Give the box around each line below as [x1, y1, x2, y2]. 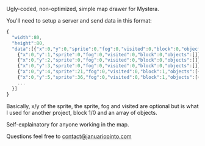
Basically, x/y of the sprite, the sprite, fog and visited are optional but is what [6, 102, 200, 109]
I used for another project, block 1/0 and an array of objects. [6, 109, 157, 116]
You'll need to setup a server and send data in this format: [6, 17, 153, 24]
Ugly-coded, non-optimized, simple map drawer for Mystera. [6, 5, 160, 12]
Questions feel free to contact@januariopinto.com [6, 133, 132, 140]
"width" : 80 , [12, 34, 43, 40]
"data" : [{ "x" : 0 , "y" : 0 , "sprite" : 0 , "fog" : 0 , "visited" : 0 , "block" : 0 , [12, 46, 182, 52]
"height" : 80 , [12, 40, 45, 46]
